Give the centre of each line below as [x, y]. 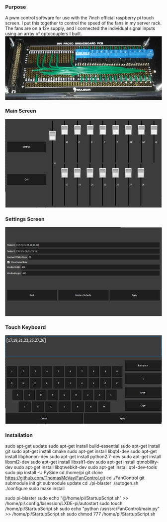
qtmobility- [148, 462]
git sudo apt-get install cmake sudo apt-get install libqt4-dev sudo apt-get [81, 451]
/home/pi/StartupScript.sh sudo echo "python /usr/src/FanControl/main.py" [83, 509]
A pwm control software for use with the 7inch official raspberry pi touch [80, 18]
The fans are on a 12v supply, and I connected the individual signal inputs [80, 28]
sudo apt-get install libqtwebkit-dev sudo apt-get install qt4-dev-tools [86, 467]
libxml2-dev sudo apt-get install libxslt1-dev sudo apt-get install [70, 462]
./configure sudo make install [35, 488]
